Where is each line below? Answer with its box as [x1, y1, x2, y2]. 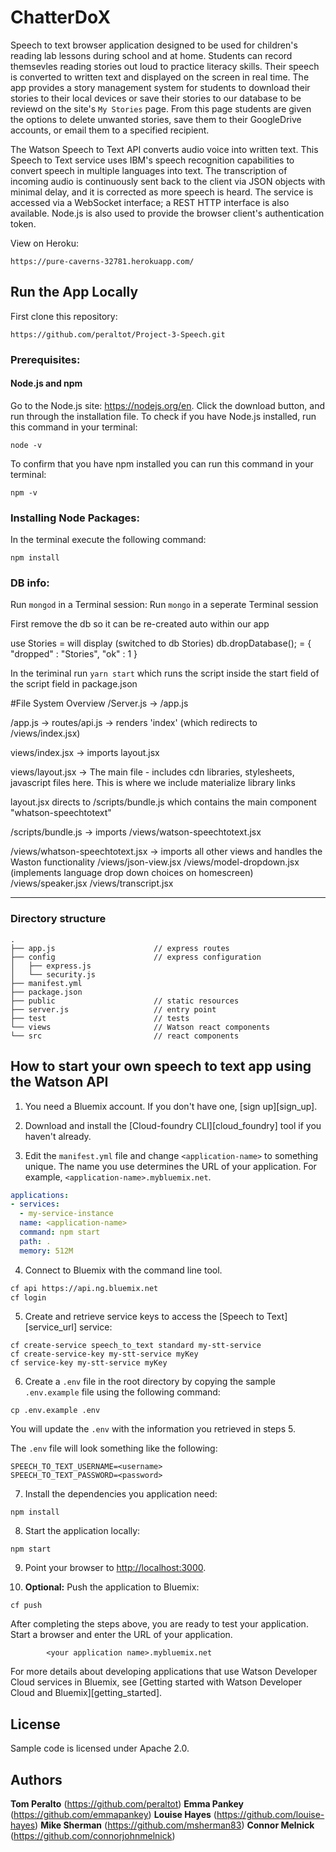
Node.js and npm [10, 377, 83, 390]
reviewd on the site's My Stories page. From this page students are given [10, 102, 312, 115]
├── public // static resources [10, 996, 240, 1006]
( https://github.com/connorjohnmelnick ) [10, 1830, 176, 1842]
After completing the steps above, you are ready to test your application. [10, 1618, 309, 1630]
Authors [10, 1771, 63, 1788]
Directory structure [10, 912, 107, 926]
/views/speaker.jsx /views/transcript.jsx [10, 877, 174, 890]
